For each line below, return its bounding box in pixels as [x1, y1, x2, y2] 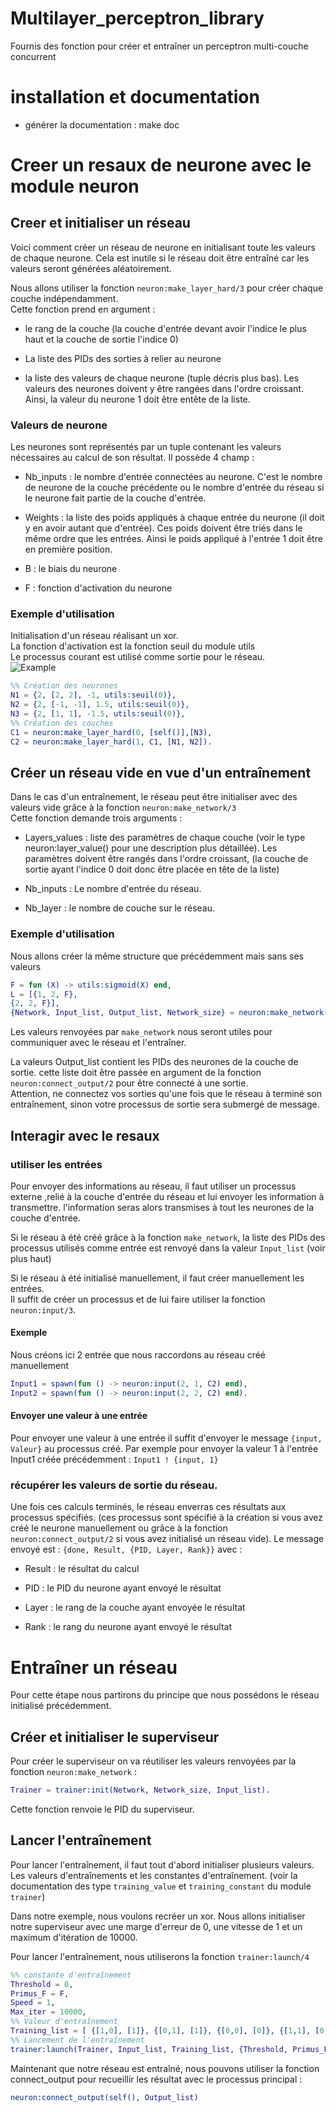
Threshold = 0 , [10, 1979, 74, 1989]
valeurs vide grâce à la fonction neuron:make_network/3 [10, 802, 237, 814]
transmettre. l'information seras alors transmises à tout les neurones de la [10, 1201, 315, 1213]
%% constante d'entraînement [10, 1970, 132, 1980]
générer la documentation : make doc [24, 118, 180, 131]
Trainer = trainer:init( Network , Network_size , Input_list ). [10, 1785, 271, 1796]
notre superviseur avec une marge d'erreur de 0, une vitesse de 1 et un [10, 1920, 303, 1932]
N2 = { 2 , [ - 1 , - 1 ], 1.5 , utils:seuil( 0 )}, [10, 700, 190, 710]
